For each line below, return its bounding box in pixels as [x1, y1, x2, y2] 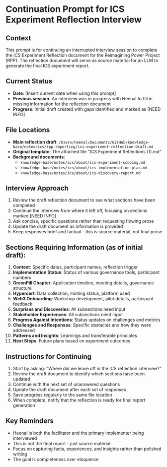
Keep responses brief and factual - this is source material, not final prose [12, 229, 163, 235]
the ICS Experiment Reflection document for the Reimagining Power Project [5, 52, 160, 58]
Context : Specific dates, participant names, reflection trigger [12, 264, 138, 270]
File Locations [5, 126, 50, 134]
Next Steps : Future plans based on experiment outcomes [12, 338, 131, 344]
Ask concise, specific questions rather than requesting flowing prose [12, 218, 154, 224]
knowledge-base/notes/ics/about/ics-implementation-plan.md [20, 165, 148, 170]
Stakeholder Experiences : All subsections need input [12, 312, 123, 318]
